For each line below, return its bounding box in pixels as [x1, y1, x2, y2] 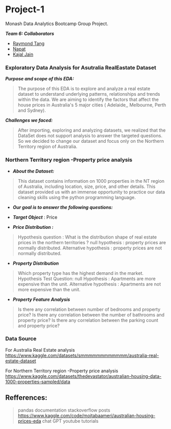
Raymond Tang [12, 40, 45, 47]
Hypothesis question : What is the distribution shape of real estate [17, 234, 157, 240]
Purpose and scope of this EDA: [5, 76, 74, 82]
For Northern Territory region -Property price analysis [5, 368, 118, 374]
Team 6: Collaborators [5, 30, 55, 36]
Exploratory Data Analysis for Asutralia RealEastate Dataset [5, 64, 157, 71]
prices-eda [17, 418, 41, 424]
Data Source [5, 335, 37, 342]
